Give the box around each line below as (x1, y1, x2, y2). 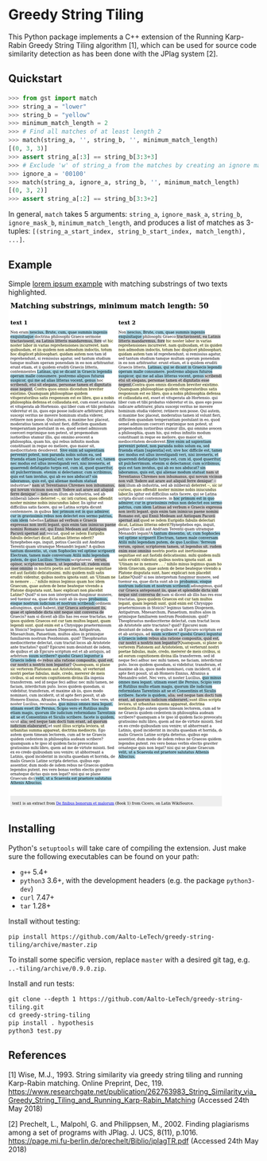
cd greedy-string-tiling (8, 1010, 91, 1019)
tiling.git (8, 1002, 44, 1011)
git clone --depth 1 (8, 994, 77, 1003)
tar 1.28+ (19, 900, 52, 910)
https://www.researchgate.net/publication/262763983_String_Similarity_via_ (8, 1086, 257, 1096)
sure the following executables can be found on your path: (8, 851, 199, 861)
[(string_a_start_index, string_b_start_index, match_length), (32, 228, 246, 236)
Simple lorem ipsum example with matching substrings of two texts (8, 279, 228, 288)
